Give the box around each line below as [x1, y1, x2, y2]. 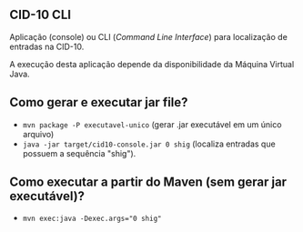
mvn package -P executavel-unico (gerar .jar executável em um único [22, 118, 282, 130]
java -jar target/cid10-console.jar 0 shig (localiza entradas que [22, 138, 276, 149]
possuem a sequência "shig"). [22, 147, 136, 158]
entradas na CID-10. [9, 41, 85, 52]
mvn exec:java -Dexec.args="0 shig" [22, 214, 162, 224]
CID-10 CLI [9, 7, 71, 23]
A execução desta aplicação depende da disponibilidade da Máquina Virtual [9, 58, 295, 69]
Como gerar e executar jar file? [9, 95, 188, 110]
